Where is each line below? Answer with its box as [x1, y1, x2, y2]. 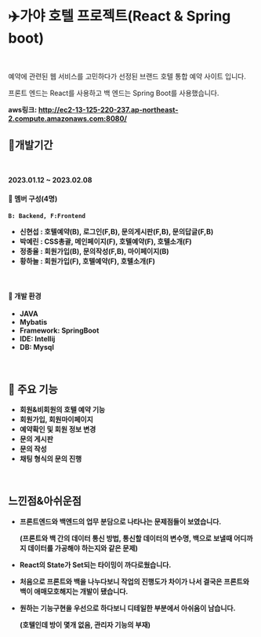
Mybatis [19, 318, 48, 327]
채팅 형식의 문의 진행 [19, 454, 82, 463]
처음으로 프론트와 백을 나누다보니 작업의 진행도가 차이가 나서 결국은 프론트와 [19, 576, 249, 586]
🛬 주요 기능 [8, 382, 59, 396]
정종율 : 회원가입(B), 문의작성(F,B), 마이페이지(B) [19, 246, 170, 256]
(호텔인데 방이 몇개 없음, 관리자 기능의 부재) [19, 620, 151, 629]
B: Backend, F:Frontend [8, 212, 86, 220]
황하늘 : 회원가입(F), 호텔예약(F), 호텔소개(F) [19, 256, 155, 266]
